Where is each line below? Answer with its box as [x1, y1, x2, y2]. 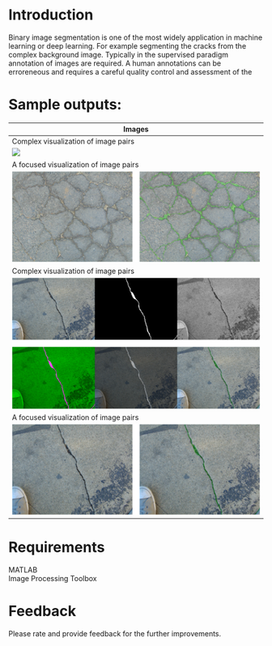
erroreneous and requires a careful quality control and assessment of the [8, 66, 253, 76]
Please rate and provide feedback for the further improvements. [8, 628, 222, 638]
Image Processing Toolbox [8, 573, 97, 583]
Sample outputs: [8, 96, 122, 114]
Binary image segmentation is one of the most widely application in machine [8, 32, 263, 42]
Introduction [8, 6, 94, 24]
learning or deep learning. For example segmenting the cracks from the [8, 41, 247, 50]
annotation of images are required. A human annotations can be [8, 58, 221, 68]
